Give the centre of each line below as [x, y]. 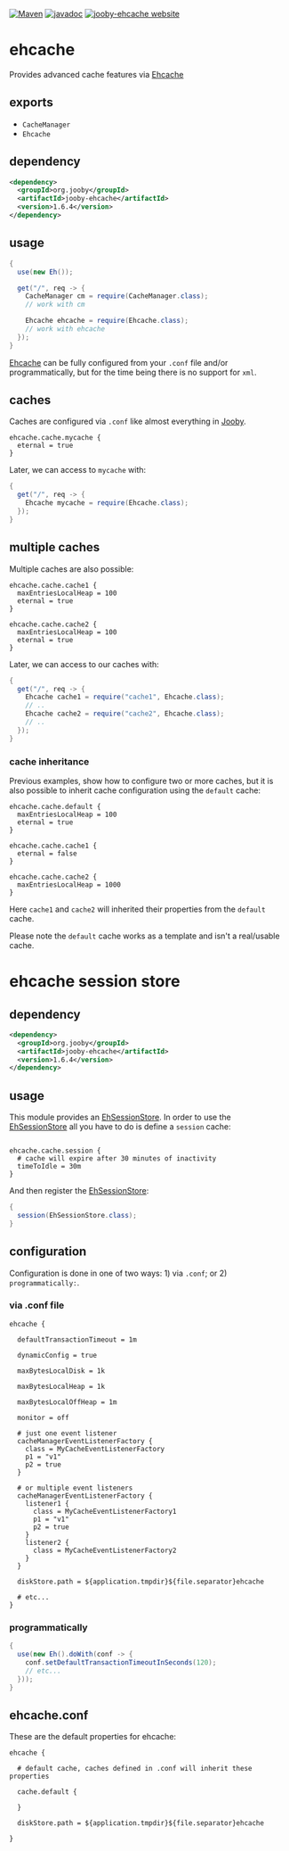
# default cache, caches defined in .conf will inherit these [135, 1769]
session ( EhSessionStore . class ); [77, 1215]
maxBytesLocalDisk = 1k [61, 1371]
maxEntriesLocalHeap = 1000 [69, 884]
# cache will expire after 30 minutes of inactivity [117, 1159]
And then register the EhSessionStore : [79, 1191]
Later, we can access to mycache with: [78, 470]
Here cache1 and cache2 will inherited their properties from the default [137, 909]
